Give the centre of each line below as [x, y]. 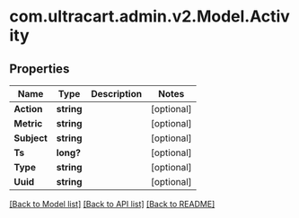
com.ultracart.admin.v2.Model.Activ [149, 17]
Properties [40, 69]
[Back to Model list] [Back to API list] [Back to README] [112, 204]
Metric [28, 123]
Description [116, 94]
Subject [31, 138]
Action [28, 109]
